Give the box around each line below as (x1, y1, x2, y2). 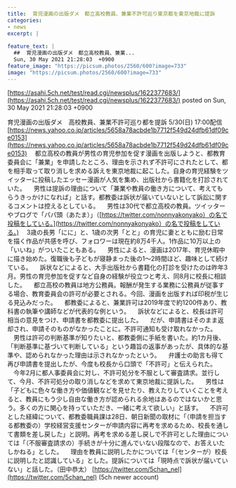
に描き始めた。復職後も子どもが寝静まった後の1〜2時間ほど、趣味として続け (7, 254, 228, 263)
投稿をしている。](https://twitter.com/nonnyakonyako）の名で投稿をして (7, 219, 214, 227)
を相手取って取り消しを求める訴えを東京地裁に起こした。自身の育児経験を (7, 166, 223, 175)
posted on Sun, (182, 95, 226, 104)
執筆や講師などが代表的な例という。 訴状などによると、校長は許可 (25, 307, 224, 315)
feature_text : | (7, 43, 55, 50)
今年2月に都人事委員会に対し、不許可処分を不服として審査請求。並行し (13, 368, 221, 376)
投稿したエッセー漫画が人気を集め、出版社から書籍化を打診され (37, 175, 223, 183)
